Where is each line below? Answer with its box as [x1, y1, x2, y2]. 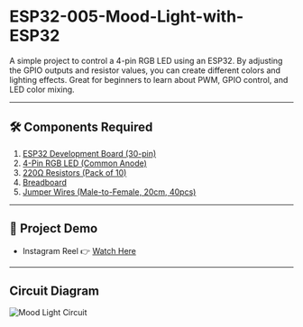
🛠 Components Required [9, 120, 153, 135]
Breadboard [22, 177, 68, 187]
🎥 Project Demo [9, 221, 98, 236]
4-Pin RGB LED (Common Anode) [22, 158, 147, 168]
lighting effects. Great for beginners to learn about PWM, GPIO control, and [9, 74, 289, 85]
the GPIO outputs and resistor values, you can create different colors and [9, 65, 281, 76]
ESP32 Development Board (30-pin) [22, 148, 157, 159]
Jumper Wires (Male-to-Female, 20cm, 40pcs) [22, 186, 197, 197]
